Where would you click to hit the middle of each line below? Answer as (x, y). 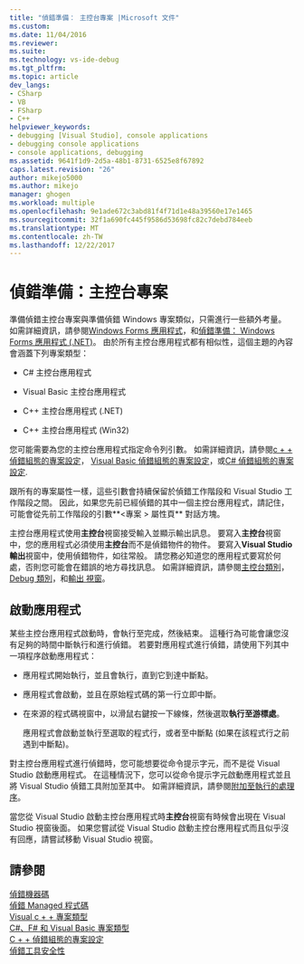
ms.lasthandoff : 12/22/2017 (62, 245)
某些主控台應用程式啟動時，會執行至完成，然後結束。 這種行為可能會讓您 (145, 633)
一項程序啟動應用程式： (53, 656)
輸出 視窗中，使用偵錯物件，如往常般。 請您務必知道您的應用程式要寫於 (141, 556)
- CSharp (26, 93)
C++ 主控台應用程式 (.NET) (73, 411)
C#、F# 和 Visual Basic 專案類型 (69, 928)
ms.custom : (30, 26)
